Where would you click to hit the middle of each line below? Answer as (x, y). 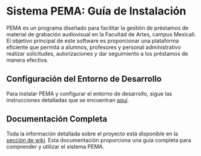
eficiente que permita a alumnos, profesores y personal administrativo (94, 47)
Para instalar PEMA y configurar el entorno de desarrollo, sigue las (89, 93)
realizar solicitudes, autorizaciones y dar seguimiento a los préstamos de (97, 53)
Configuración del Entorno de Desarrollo (84, 79)
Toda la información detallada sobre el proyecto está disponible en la (92, 134)
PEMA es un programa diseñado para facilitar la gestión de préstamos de (97, 28)
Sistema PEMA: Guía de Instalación (96, 11)
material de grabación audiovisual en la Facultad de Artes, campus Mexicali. (101, 34)
